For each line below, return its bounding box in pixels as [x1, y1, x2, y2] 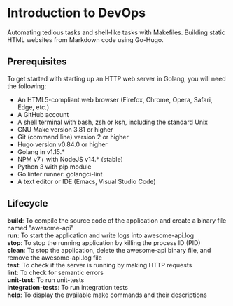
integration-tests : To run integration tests [7, 283, 128, 291]
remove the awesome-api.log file [7, 253, 103, 262]
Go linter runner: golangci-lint [17, 169, 103, 178]
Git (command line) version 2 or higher [17, 132, 129, 141]
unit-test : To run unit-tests [7, 275, 85, 284]
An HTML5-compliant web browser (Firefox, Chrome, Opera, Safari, [17, 95, 213, 104]
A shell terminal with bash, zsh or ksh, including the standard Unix [17, 118, 209, 126]
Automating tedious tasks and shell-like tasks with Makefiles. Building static [7, 28, 226, 36]
